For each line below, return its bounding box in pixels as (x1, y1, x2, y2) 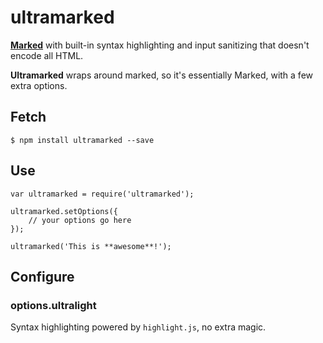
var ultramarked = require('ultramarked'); (10, 189, 195, 199)
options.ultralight (10, 298, 97, 312)
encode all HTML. (10, 49, 84, 61)
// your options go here (28, 215, 132, 225)
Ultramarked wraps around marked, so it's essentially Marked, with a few (10, 69, 314, 81)
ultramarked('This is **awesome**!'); (10, 241, 172, 251)
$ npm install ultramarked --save (10, 135, 155, 145)
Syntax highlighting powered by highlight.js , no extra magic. (10, 321, 267, 333)
